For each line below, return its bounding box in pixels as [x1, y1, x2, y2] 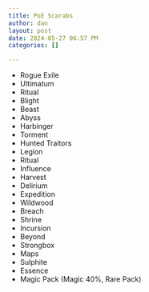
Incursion [19, 223, 51, 233]
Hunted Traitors [19, 138, 72, 148]
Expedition [19, 190, 56, 199]
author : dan [8, 19, 48, 27]
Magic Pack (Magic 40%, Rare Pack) [19, 274, 142, 284]
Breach [19, 206, 44, 216]
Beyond [19, 232, 46, 242]
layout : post [8, 26, 52, 34]
